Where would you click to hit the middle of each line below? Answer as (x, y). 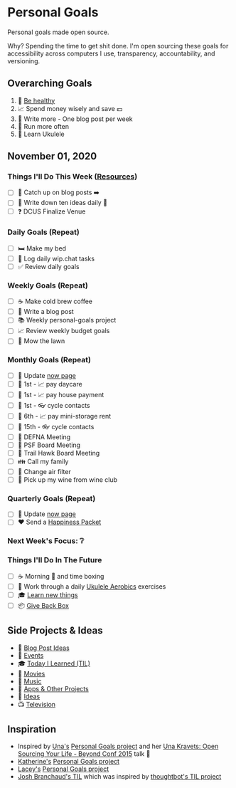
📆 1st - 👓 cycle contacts (54, 405)
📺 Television (36, 704)
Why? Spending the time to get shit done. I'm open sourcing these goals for (118, 46)
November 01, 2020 (52, 156)
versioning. (24, 61)
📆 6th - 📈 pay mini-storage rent (64, 416)
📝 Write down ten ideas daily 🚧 (63, 203)
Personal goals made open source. (58, 32)
